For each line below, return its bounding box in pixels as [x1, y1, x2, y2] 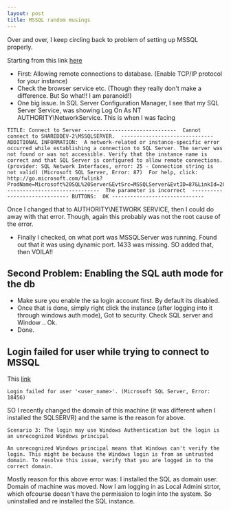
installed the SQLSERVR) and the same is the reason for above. [7, 414, 186, 422]
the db [7, 278, 36, 290]
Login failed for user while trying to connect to [7, 346, 210, 357]
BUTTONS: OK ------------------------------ [71, 193, 205, 200]
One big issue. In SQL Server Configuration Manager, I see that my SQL [16, 98, 219, 107]
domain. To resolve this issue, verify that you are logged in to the [7, 457, 214, 464]
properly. [7, 43, 33, 51]
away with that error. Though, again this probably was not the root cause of [7, 212, 221, 220]
